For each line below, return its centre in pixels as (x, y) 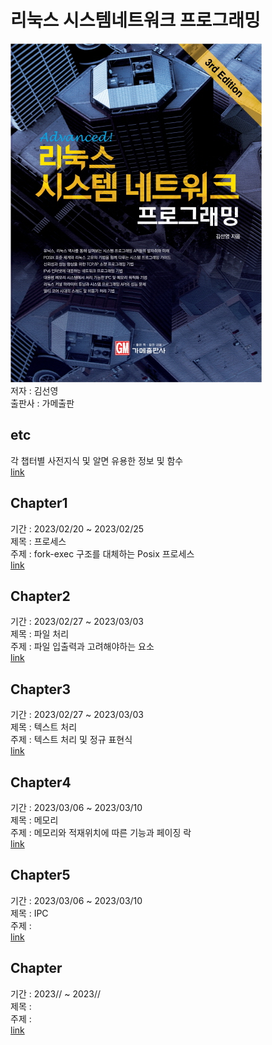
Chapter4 (41, 782)
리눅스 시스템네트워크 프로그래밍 (135, 20)
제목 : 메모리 (34, 820)
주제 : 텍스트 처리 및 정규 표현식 (71, 740)
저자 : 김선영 (34, 390)
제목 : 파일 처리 (40, 634)
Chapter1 (39, 503)
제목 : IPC (29, 913)
